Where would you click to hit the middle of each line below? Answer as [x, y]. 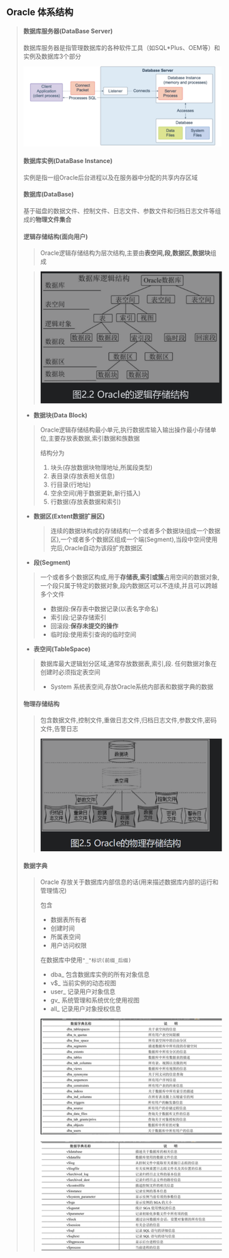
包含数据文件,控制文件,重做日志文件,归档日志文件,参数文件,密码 [128, 720]
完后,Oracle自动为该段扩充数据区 [96, 547]
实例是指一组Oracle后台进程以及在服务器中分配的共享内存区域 [110, 177]
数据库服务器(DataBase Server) [68, 31]
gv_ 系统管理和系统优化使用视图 [95, 1000]
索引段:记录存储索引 [78, 617]
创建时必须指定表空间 [70, 672]
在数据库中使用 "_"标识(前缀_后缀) [85, 960]
